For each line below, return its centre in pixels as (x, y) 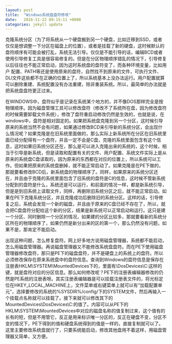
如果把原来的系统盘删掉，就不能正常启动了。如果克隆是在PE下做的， (91, 166)
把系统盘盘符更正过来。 (30, 91)
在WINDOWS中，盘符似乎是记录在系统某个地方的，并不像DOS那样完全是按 (84, 102)
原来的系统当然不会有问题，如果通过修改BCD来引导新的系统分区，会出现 (82, 127)
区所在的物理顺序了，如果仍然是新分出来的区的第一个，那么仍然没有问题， (84, 223)
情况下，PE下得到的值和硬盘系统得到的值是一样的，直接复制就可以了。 (89, 324)
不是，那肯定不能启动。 (34, 230)
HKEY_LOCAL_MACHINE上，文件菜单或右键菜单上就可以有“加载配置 (86, 285)
